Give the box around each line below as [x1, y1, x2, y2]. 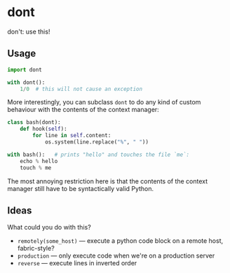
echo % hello [20, 157, 58, 164]
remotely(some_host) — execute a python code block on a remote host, [17, 237, 224, 245]
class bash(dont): [7, 119, 61, 126]
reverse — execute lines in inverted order [17, 259, 137, 267]
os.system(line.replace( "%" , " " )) [44, 139, 149, 146]
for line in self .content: [32, 132, 111, 139]
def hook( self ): [20, 125, 68, 133]
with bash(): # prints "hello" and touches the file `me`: [7, 151, 190, 158]
